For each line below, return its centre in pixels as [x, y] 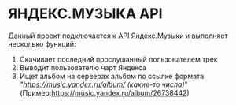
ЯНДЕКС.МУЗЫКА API [85, 14]
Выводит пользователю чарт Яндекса [83, 67]
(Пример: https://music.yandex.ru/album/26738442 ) [105, 92]
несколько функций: [42, 43]
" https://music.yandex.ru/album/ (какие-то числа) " [103, 84]
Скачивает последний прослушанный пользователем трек [118, 59]
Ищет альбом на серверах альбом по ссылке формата [112, 76]
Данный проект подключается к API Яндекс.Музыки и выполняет [118, 36]
